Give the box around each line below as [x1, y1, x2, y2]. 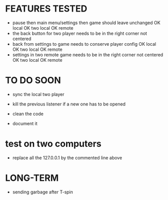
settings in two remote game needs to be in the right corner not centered [12, 51, 163, 58]
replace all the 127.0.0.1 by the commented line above [12, 154, 122, 161]
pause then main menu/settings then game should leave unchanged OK [12, 20, 160, 26]
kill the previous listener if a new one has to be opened [12, 101, 126, 107]
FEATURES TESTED [5, 3, 88, 15]
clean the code [12, 111, 44, 117]
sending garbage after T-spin [12, 189, 74, 195]
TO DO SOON [5, 75, 61, 86]
